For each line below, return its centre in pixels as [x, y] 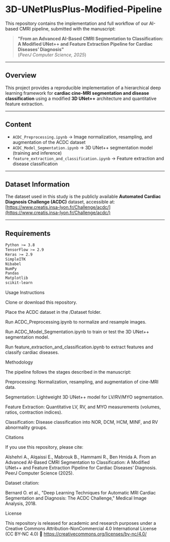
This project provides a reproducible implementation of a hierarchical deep [83, 88]
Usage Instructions [25, 293]
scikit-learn [19, 283]
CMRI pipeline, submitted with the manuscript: [68, 28]
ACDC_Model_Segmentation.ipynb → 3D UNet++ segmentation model [82, 148]
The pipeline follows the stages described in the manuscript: [68, 372]
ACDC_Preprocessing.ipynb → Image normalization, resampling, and [82, 137]
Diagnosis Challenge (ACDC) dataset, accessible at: [60, 202]
